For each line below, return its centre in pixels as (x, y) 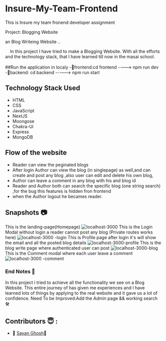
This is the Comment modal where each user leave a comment (69, 254)
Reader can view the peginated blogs (50, 165)
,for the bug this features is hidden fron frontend (62, 191)
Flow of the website (36, 153)
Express (21, 132)
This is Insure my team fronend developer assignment (60, 22)
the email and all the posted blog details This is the (83, 243)
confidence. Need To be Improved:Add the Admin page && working (74, 298)
